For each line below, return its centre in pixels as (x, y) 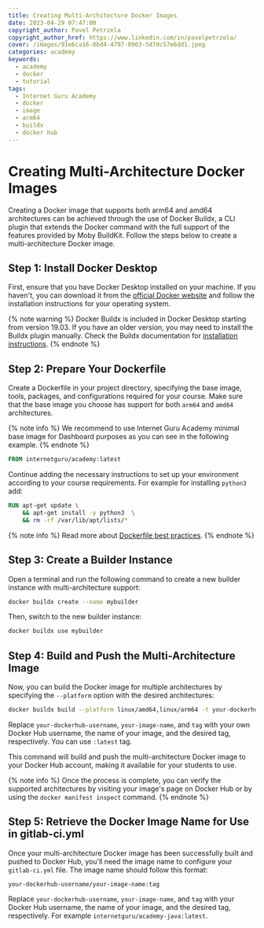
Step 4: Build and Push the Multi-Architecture (122, 655)
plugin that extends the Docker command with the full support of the (119, 227)
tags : (17, 89)
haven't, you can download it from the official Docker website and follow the (132, 295)
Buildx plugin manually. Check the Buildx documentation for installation (123, 336)
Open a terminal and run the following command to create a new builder (125, 579)
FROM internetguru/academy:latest (65, 460)
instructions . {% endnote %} (54, 344)
